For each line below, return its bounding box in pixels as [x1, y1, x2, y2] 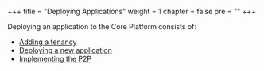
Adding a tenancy [18, 37, 77, 47]
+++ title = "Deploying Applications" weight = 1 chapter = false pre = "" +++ [7, 7, 257, 16]
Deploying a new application [18, 46, 112, 54]
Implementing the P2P [18, 54, 92, 63]
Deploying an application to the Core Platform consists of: [7, 22, 196, 31]
